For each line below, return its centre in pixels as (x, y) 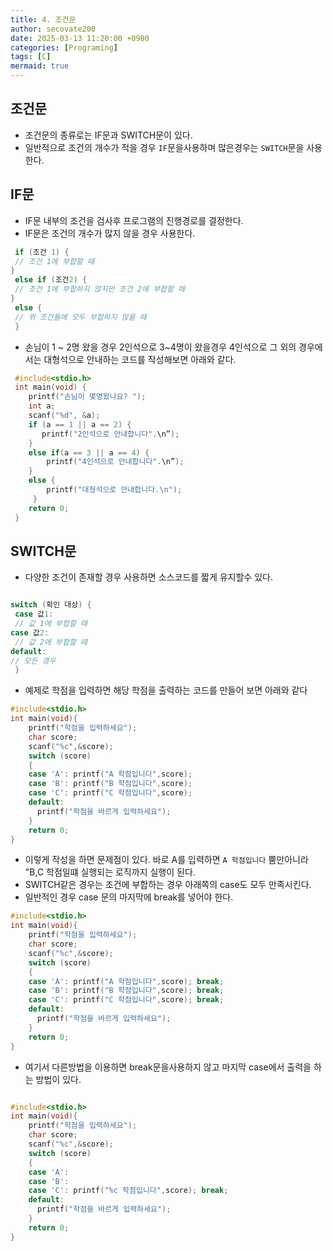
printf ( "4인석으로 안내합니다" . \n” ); (115, 462)
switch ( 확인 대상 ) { (51, 605)
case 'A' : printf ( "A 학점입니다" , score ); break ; (126, 981)
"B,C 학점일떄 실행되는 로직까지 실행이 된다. (110, 872)
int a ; (42, 406)
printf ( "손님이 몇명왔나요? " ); (87, 397)
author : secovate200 (53, 29)
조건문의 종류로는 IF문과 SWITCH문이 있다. (108, 135)
